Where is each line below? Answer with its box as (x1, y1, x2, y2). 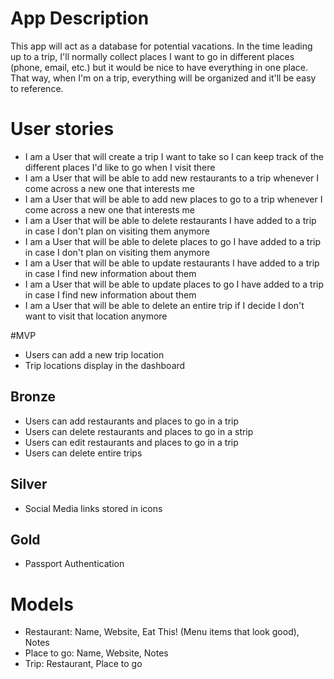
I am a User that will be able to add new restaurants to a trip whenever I (24, 172, 320, 184)
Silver (10, 476, 48, 493)
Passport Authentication (24, 558, 125, 570)
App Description (10, 7, 150, 30)
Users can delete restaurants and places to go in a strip (24, 425, 254, 437)
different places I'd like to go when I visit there (24, 161, 216, 173)
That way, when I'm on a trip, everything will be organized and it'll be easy (10, 72, 317, 84)
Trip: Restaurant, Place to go (24, 658, 143, 670)
